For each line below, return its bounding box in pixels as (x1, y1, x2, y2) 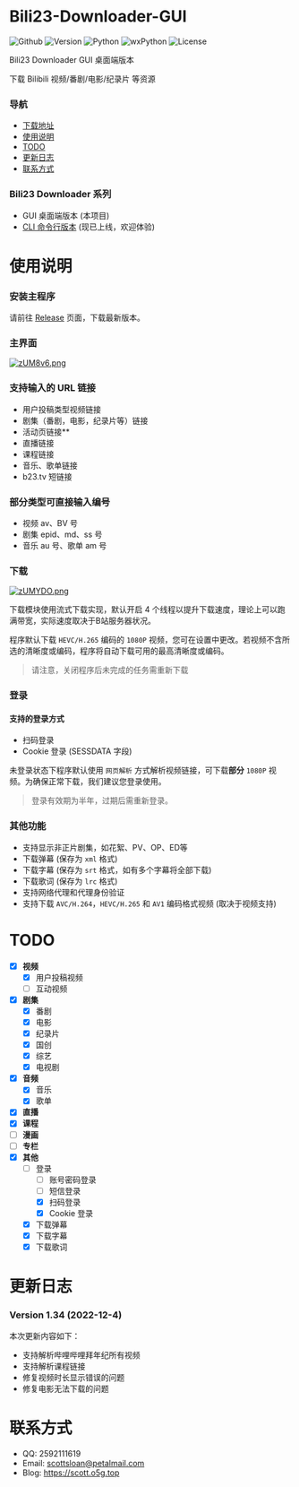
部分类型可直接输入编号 (9, 496, 110, 508)
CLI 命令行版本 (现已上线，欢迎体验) (21, 221, 155, 232)
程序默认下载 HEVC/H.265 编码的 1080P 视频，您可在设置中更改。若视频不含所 (9, 635, 291, 645)
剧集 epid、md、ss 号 (21, 529, 103, 540)
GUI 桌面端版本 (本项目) (21, 210, 110, 220)
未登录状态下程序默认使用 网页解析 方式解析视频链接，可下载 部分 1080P (9, 765, 267, 776)
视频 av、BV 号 (21, 517, 79, 528)
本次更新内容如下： (9, 1330, 81, 1341)
